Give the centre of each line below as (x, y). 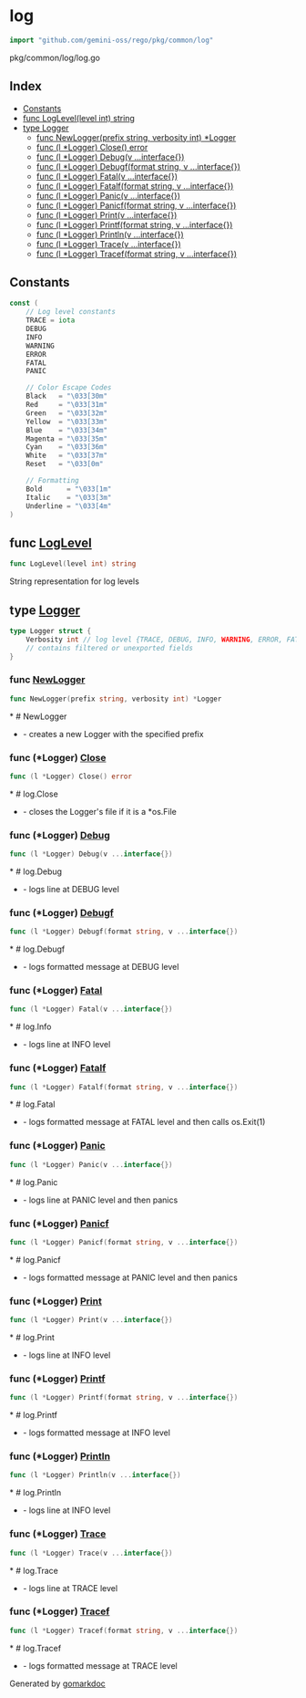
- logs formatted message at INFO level (97, 1432)
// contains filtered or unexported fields (110, 648)
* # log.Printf (33, 1415)
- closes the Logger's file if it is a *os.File (100, 811)
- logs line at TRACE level (70, 1588)
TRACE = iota (51, 320)
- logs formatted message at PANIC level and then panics (130, 1277)
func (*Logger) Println (60, 1456)
